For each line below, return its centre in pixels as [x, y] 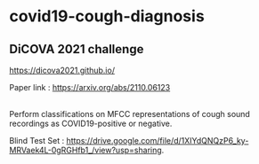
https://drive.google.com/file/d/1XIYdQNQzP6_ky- [158, 141]
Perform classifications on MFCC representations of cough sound [130, 114]
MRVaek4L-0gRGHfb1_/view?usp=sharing [85, 150]
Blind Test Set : [37, 141]
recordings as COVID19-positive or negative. [91, 123]
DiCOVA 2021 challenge [77, 49]
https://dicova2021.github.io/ [62, 70]
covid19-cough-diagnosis [107, 16]
